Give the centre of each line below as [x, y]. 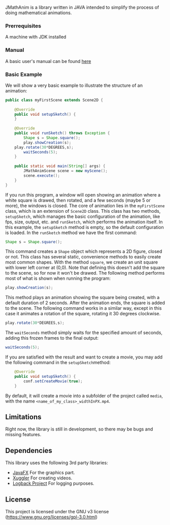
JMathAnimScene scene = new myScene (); [66, 171]
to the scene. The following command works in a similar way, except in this [83, 308]
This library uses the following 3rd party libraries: [57, 463]
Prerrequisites [23, 26]
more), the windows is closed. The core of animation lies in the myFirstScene [85, 206]
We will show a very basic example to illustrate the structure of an [74, 85]
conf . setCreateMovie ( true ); [53, 381]
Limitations [23, 417]
